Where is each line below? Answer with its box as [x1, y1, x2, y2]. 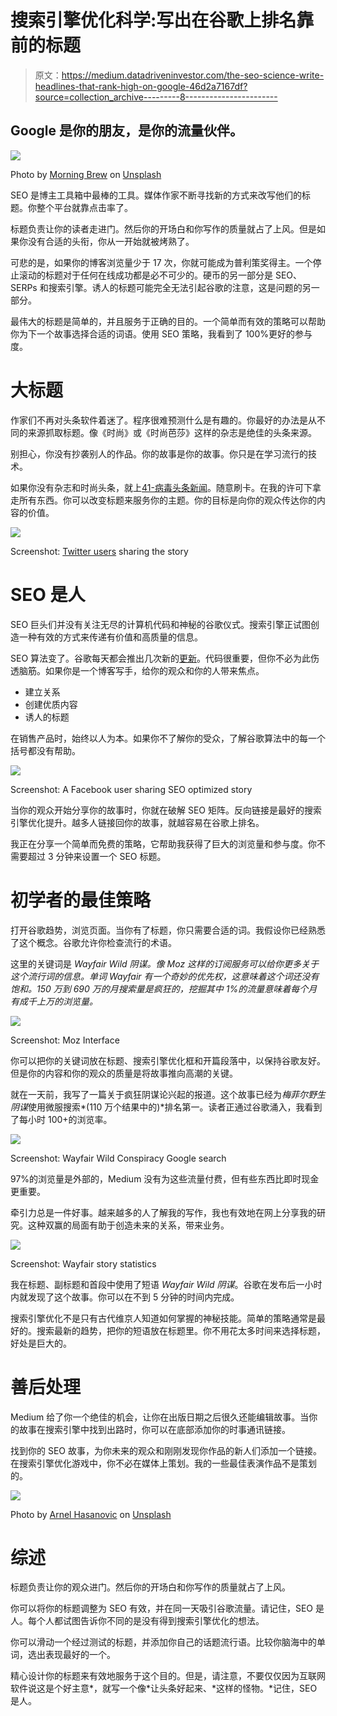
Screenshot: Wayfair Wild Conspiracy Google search [10, 1152, 227, 1164]
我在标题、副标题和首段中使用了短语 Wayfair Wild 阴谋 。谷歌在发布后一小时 [10, 1278, 323, 1290]
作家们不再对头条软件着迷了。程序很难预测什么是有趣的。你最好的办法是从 [10, 414, 317, 426]
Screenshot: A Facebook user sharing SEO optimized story [10, 783, 253, 795]
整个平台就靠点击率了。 [36, 201, 133, 213]
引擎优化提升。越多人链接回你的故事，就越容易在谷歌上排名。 [10, 816, 265, 828]
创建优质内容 [24, 698, 78, 710]
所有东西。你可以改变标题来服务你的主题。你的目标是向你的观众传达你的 [18, 494, 317, 506]
